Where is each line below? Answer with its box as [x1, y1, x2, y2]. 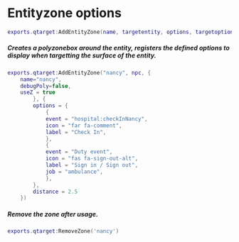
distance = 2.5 [33, 188, 78, 195]
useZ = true [20, 89, 55, 97]
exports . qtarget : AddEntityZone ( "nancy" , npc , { [7, 69, 152, 76]
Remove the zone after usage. [7, 209, 98, 218]
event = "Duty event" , [45, 148, 113, 155]
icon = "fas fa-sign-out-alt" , [45, 155, 139, 163]
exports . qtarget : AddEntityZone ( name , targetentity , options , [7, 28, 193, 35]
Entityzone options [7, 5, 122, 21]
